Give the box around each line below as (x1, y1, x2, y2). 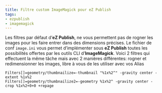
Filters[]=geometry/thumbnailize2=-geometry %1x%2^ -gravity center (5, 79, 149, 84)
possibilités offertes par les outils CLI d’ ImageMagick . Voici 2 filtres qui (5, 50, 150, 56)
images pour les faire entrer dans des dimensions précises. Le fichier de (5, 40, 152, 46)
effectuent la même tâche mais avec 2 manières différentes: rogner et (5, 55, 147, 62)
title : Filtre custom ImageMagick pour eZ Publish (5, 7, 111, 12)
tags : (5, 12, 16, 17)
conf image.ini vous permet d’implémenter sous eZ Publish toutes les (5, 45, 148, 51)
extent (5, 75, 19, 80)
